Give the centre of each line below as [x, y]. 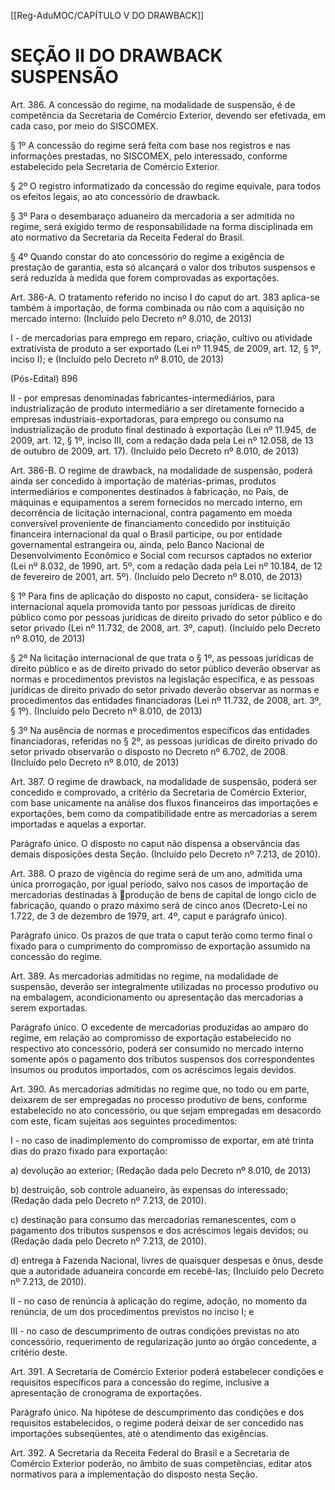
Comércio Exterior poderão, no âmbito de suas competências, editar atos [161, 1463]
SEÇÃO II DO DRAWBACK [116, 56]
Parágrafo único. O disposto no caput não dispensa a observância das [155, 843]
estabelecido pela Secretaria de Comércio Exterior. [115, 166]
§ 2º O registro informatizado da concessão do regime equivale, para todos [166, 186]
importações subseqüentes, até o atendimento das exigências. [139, 1433]
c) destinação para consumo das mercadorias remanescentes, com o [153, 1219]
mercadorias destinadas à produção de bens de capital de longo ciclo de [163, 894]
